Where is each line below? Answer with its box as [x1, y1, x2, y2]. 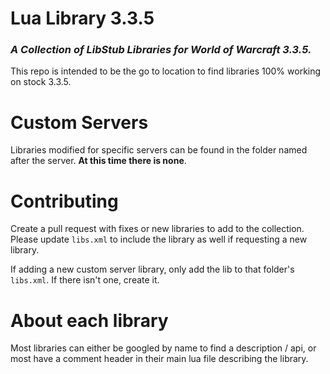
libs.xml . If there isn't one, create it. [10, 274, 160, 286]
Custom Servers [10, 111, 149, 134]
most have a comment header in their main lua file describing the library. [10, 353, 309, 365]
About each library [10, 309, 169, 332]
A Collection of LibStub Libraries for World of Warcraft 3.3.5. [10, 43, 312, 57]
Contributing [10, 190, 119, 212]
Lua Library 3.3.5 [10, 7, 155, 30]
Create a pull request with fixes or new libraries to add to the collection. [10, 223, 305, 235]
